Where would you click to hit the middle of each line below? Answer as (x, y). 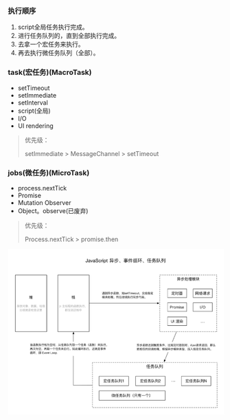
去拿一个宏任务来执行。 (51, 44)
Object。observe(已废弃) (53, 210)
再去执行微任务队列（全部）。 (58, 53)
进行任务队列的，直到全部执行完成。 (69, 36)
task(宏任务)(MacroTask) (50, 72)
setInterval (33, 102)
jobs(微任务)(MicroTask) (49, 173)
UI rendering (35, 126)
